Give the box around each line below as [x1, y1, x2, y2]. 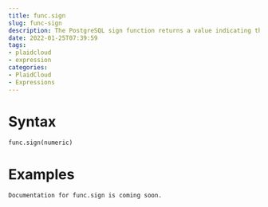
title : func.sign [8, 11, 66, 20]
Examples [8, 165, 75, 183]
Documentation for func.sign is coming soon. [8, 192, 162, 200]
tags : [8, 41, 26, 49]
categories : [8, 64, 48, 72]
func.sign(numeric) [8, 139, 73, 147]
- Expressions [8, 78, 56, 86]
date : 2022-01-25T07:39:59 [8, 33, 98, 42]
